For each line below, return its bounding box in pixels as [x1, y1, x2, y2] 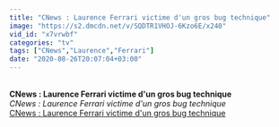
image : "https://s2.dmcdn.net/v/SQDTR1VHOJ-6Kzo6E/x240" [9, 21, 227, 30]
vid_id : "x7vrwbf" [9, 30, 78, 38]
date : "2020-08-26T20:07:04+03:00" [9, 55, 143, 63]
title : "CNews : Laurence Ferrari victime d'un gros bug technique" [9, 13, 271, 22]
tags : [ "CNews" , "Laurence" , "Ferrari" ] [9, 47, 154, 55]
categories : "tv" [9, 38, 74, 47]
